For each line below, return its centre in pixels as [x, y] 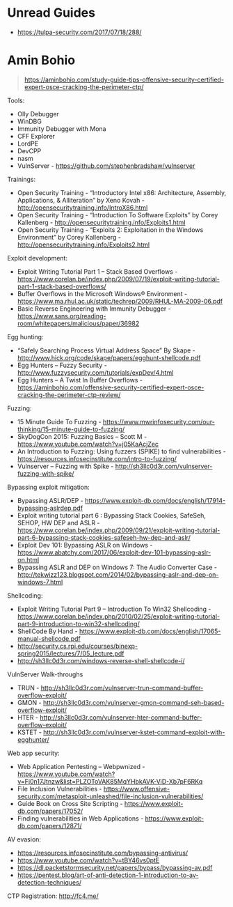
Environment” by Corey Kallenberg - [69, 237]
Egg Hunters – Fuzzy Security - [62, 365]
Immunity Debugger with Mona [62, 129]
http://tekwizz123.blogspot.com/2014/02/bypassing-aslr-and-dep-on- [118, 574]
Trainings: [22, 179]
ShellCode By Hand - [47, 631]
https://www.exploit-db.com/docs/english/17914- [155, 500]
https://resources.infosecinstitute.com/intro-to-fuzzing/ [97, 458]
